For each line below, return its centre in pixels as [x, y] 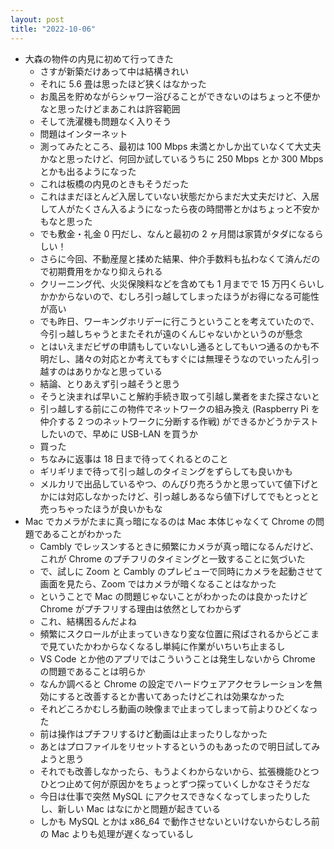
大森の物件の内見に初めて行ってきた [99, 58]
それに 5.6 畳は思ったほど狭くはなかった [123, 83]
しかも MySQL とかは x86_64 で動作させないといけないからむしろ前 [179, 821]
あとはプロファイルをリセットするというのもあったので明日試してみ [180, 746]
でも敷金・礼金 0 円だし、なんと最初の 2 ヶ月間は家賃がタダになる [177, 233]
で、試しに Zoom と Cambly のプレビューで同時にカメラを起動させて [181, 571]
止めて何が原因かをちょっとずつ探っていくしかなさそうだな [188, 783]
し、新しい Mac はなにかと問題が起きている [130, 808]
